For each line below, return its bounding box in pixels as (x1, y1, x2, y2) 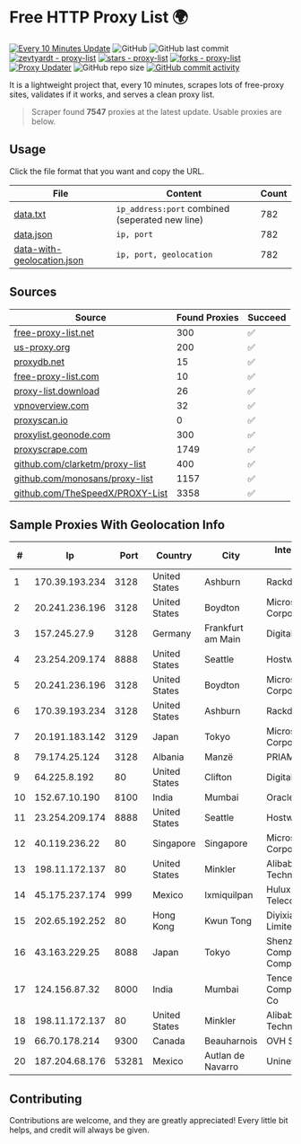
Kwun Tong (204, 915, 253, 928)
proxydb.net (13, 356, 65, 368)
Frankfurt (204, 621, 244, 634)
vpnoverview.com (13, 399, 90, 411)
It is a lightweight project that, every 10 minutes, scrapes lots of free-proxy (9, 79, 285, 90)
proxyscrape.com (13, 443, 88, 455)
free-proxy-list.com (13, 370, 100, 383)
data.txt (13, 207, 47, 220)
